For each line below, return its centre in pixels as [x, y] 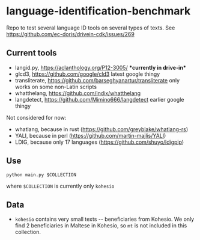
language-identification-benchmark [98, 11]
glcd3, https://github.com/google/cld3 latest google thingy [87, 74]
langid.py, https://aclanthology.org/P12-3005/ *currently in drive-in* [100, 67]
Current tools [32, 53]
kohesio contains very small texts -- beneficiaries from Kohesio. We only [105, 219]
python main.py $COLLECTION [41, 175]
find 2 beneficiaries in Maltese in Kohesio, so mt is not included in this [101, 226]
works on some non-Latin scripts [56, 87]
